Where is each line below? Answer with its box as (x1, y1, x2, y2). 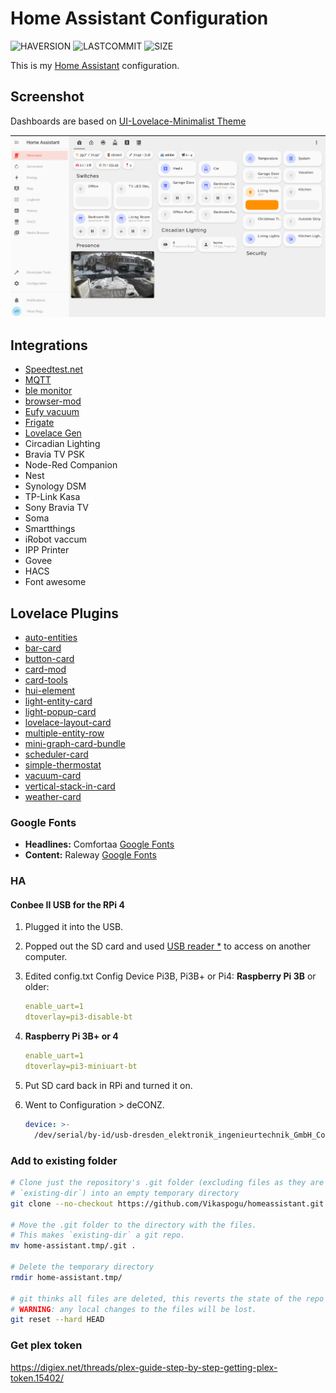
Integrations (10, 337, 88, 354)
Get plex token (10, 1338, 83, 1352)
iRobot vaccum (24, 533, 88, 546)
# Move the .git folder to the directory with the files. (10, 1220, 257, 1230)
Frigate (24, 417, 55, 429)
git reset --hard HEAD (10, 1315, 105, 1325)
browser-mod (24, 395, 82, 407)
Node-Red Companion (24, 459, 118, 471)
